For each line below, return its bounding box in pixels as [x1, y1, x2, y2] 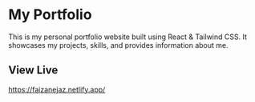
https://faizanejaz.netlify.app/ [8, 84, 106, 94]
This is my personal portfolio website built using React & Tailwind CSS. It [8, 32, 247, 41]
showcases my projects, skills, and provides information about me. [8, 40, 229, 49]
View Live [8, 64, 59, 77]
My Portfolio [8, 6, 92, 24]
